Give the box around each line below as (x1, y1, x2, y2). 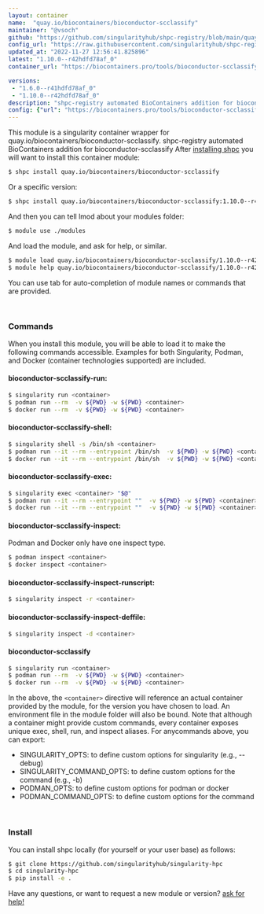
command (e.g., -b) (19, 776, 83, 785)
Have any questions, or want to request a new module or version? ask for (8, 889, 245, 898)
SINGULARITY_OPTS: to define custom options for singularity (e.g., (19, 750, 237, 760)
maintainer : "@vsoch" (8, 26, 79, 34)
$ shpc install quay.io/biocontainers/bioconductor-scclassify (8, 168, 220, 176)
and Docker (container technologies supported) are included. (8, 356, 207, 365)
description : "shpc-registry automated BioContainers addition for (8, 99, 234, 107)
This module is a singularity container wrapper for (8, 127, 170, 138)
